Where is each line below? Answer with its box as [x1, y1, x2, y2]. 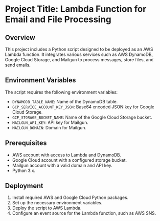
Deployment [5, 182, 44, 190]
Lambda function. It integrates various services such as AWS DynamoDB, [5, 51, 153, 57]
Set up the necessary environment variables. [12, 200, 103, 206]
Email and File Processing [5, 14, 112, 25]
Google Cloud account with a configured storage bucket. [12, 157, 127, 163]
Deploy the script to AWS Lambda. [12, 205, 82, 211]
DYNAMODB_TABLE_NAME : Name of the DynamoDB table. [12, 98, 118, 104]
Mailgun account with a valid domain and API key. [12, 162, 113, 168]
